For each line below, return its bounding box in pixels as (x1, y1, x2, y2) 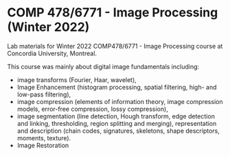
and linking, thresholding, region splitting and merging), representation (16, 119, 217, 127)
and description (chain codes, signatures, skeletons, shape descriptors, (16, 127, 220, 135)
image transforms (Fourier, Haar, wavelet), (16, 75, 137, 83)
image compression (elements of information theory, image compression (16, 97, 223, 105)
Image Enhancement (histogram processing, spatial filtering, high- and (16, 83, 218, 91)
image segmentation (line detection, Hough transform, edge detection (16, 112, 215, 120)
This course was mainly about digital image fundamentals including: (7, 62, 200, 70)
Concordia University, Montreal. (7, 49, 97, 57)
